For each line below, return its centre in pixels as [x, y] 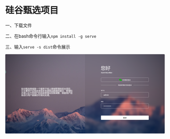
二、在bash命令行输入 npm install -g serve [51, 36]
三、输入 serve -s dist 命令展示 [38, 47]
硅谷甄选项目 [32, 10]
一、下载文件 [18, 25]
